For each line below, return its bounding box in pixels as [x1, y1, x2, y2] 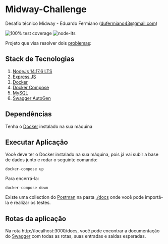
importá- [145, 194, 163, 200]
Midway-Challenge [5, 4, 87, 15]
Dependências [5, 110, 52, 119]
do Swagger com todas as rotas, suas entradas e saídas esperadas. [5, 233, 146, 239]
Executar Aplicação [5, 138, 68, 147]
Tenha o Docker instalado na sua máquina [5, 123, 92, 129]
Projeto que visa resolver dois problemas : [5, 40, 92, 46]
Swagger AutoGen [12, 95, 51, 101]
